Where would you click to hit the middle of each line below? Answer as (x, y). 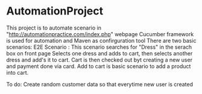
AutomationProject (55, 11)
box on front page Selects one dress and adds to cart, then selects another (99, 53)
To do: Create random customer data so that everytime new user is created (99, 84)
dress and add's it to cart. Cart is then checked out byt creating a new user (99, 60)
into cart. (17, 72)
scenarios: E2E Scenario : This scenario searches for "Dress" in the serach (99, 47)
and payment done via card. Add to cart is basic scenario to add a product (99, 66)
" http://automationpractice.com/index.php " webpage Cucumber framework (100, 34)
